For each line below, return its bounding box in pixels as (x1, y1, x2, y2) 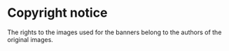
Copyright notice (7, 5, 108, 21)
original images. (7, 35, 54, 43)
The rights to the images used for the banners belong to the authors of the (7, 28, 222, 36)
